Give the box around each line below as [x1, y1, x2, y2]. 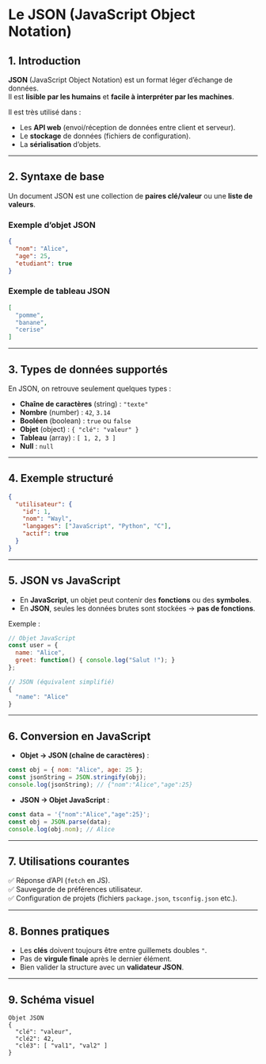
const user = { [8, 642, 59, 650]
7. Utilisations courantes [8, 854, 130, 868]
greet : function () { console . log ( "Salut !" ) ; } [15, 657, 176, 665]
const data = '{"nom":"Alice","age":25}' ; [8, 810, 150, 819]
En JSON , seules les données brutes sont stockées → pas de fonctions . [19, 603, 256, 613]
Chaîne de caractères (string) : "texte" [19, 399, 149, 408]
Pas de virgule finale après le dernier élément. [19, 954, 173, 964]
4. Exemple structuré [8, 472, 114, 485]
